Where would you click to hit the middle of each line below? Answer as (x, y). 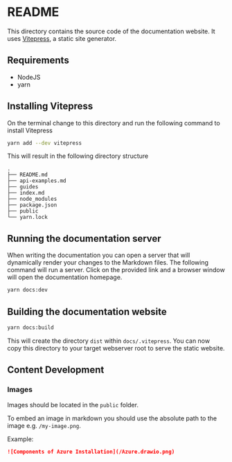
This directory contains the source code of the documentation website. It (111, 31)
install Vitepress (30, 130)
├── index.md (26, 193)
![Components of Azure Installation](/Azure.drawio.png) (91, 452)
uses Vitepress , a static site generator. (62, 38)
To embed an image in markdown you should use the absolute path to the (112, 418)
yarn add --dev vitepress (44, 143)
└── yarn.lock (28, 217)
